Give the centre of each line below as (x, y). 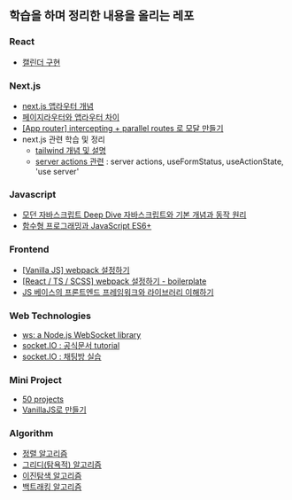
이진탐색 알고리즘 (52, 476)
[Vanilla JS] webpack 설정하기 (76, 270)
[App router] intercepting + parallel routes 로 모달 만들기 (123, 128)
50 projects (43, 399)
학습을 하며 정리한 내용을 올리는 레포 (102, 16)
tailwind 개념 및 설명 (70, 150)
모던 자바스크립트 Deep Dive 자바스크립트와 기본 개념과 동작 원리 (134, 215)
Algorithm (31, 434)
